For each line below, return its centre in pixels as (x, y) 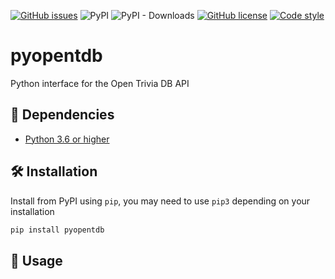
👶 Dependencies (62, 115)
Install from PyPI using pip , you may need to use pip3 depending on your (160, 201)
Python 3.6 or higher (67, 139)
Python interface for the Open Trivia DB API (100, 83)
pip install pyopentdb (57, 230)
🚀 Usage (36, 260)
